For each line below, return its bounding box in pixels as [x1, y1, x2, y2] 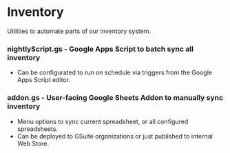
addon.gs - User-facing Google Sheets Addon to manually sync [7, 93, 224, 103]
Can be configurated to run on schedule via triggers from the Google [17, 68, 212, 76]
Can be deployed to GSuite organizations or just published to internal [17, 132, 213, 140]
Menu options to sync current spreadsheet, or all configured [17, 117, 189, 125]
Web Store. [17, 139, 50, 147]
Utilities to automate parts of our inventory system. [7, 27, 151, 35]
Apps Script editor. [17, 76, 71, 84]
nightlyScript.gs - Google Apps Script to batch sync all [7, 44, 194, 54]
